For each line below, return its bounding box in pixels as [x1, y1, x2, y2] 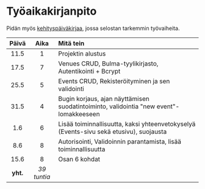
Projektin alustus [58, 49, 106, 57]
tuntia [33, 172, 51, 181]
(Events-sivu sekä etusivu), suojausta [58, 127, 167, 136]
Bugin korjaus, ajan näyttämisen [58, 94, 149, 103]
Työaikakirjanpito [6, 4, 97, 18]
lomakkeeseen [58, 109, 100, 118]
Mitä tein [58, 39, 85, 47]
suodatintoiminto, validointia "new [58, 102, 156, 111]
